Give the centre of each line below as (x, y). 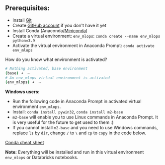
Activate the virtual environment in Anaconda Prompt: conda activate (83, 45)
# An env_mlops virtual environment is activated (58, 78)
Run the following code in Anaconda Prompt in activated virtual (77, 102)
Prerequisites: (27, 8)
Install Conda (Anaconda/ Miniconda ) (50, 30)
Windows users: (22, 92)
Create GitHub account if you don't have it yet (59, 25)
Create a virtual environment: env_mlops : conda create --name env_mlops (86, 36)
